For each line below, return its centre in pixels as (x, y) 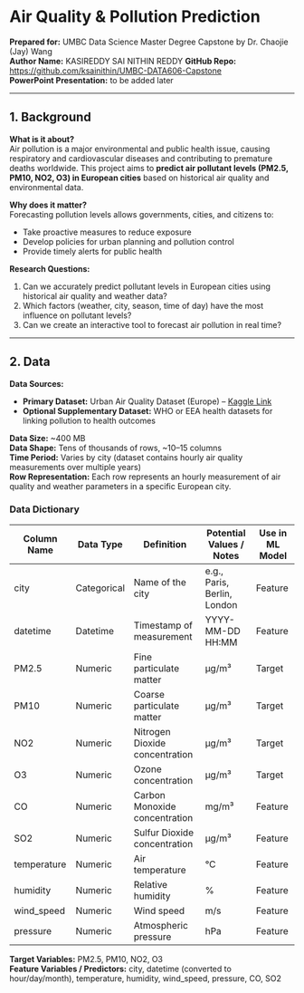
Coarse (149, 694)
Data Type (100, 544)
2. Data (30, 362)
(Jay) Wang (31, 51)
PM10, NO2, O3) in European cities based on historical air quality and (139, 178)
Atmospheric (161, 925)
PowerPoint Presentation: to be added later (91, 80)
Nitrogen (152, 731)
